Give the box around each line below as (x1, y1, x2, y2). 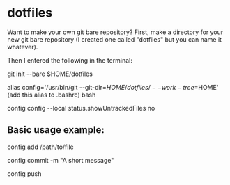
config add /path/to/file (7, 143, 75, 151)
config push (7, 169, 42, 178)
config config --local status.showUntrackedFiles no (7, 104, 155, 112)
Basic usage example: (7, 124, 105, 136)
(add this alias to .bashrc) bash (7, 90, 96, 99)
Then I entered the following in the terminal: (7, 56, 132, 64)
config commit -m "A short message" (7, 156, 114, 164)
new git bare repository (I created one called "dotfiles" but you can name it (7, 35, 222, 43)
